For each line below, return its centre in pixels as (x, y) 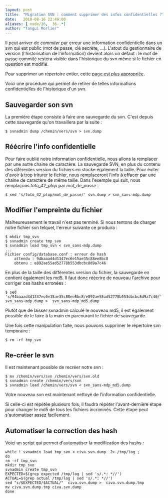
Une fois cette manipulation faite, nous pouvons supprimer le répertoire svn (83, 325)
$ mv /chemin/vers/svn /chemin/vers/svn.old (52, 377)
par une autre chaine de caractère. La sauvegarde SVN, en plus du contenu (83, 164)
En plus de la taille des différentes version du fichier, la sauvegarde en (77, 272)
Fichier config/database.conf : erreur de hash (56, 254)
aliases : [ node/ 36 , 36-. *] (35, 24)
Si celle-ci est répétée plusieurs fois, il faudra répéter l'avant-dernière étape (83, 404)
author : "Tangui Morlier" (32, 29)
